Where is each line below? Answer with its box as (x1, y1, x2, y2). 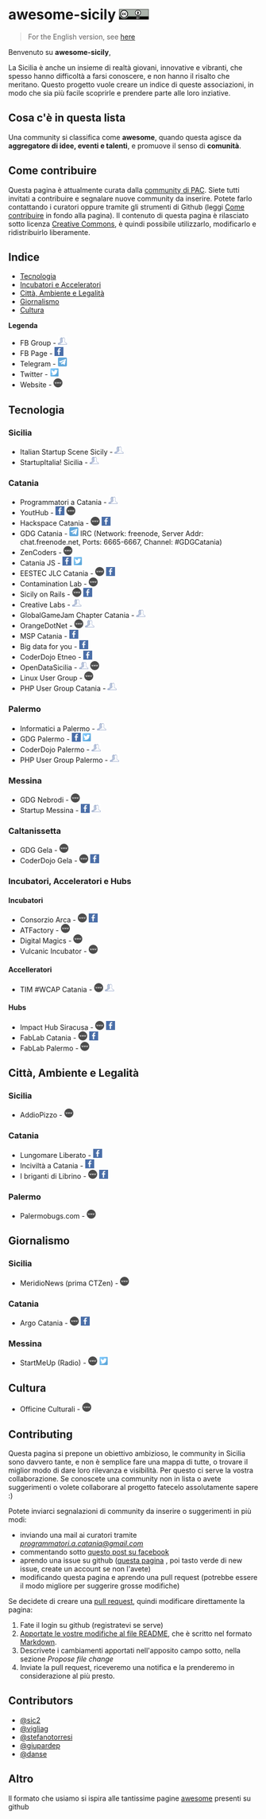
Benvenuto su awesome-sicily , (8, 47, 111, 57)
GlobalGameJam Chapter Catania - (19, 611, 135, 620)
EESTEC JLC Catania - (19, 569, 94, 578)
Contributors (8, 1694, 74, 1708)
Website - (19, 380, 52, 389)
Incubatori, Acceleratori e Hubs (8, 876, 132, 887)
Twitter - (19, 370, 48, 379)
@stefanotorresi (19, 1732, 73, 1742)
